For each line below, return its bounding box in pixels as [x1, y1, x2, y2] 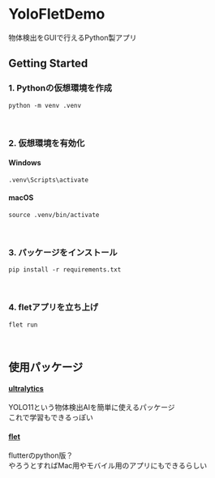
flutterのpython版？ [8, 450, 74, 460]
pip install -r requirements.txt [8, 266, 122, 274]
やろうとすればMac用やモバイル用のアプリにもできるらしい [8, 461, 208, 471]
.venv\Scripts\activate [8, 176, 89, 184]
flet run [8, 321, 38, 329]
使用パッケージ [8, 360, 84, 373]
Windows [8, 158, 41, 168]
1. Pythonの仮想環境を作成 [8, 83, 112, 94]
